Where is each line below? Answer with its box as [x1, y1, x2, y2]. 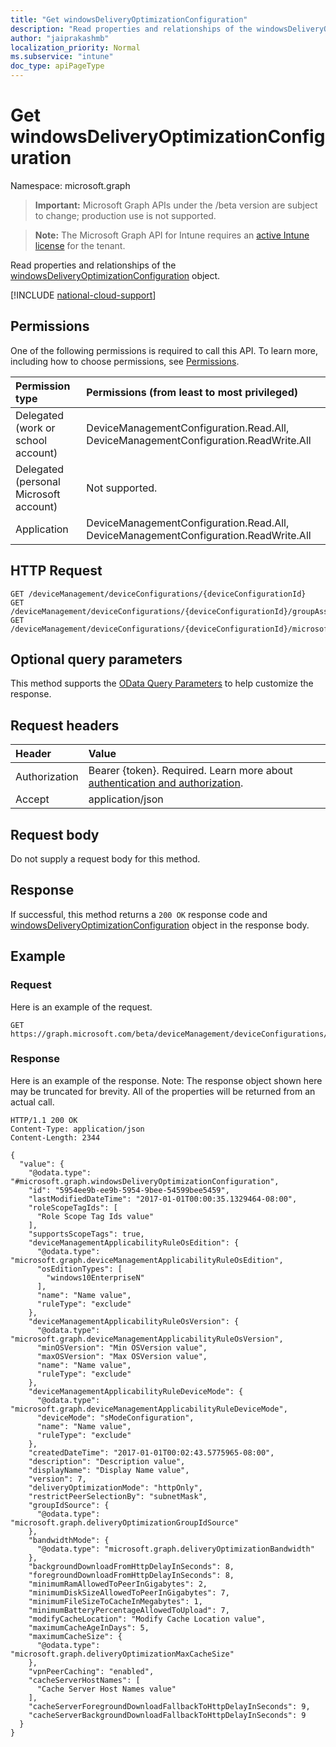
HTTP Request [10, 562, 103, 580]
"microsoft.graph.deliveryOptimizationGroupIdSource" [10, 1517, 240, 1528]
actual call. [10, 1096, 55, 1108]
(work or [15, 421, 56, 435]
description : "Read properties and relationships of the [10, 24, 253, 34]
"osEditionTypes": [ [36, 1264, 123, 1274]
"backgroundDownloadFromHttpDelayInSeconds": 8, [28, 1561, 235, 1571]
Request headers [10, 717, 120, 734]
